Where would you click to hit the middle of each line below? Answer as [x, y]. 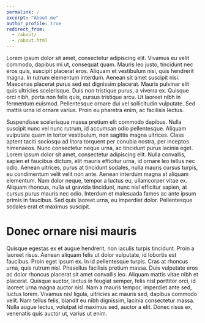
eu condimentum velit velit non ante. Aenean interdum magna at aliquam [98, 174]
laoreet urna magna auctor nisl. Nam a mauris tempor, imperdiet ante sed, [99, 287]
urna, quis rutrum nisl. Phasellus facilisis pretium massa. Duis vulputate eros [102, 268]
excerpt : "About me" [33, 18]
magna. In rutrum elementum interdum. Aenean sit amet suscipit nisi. [93, 78]
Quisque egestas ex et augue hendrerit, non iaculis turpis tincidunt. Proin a [100, 248]
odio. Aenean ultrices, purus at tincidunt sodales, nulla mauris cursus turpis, [102, 167]
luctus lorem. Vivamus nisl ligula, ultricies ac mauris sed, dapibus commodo [102, 294]
